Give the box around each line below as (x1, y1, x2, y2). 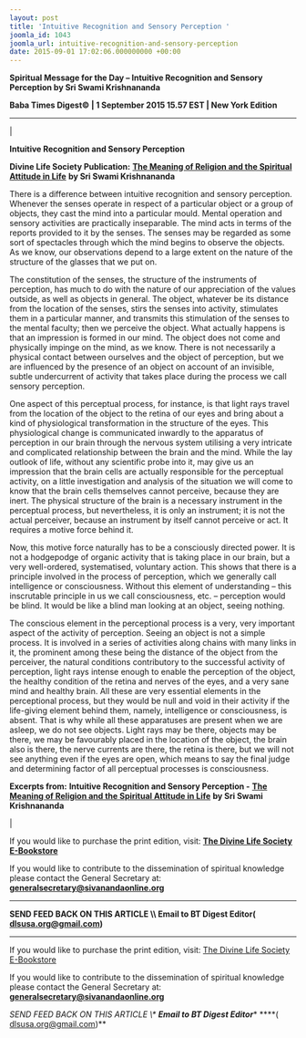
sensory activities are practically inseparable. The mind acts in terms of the (9, 218, 292, 229)
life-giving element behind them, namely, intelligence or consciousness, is (9, 705, 288, 716)
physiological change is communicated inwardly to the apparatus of (9, 428, 264, 439)
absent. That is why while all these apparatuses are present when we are (9, 715, 283, 726)
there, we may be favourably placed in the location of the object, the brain (9, 734, 288, 745)
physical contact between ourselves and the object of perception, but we (9, 352, 284, 363)
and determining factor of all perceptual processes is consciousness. (9, 763, 269, 774)
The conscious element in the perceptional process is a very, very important (9, 618, 296, 629)
